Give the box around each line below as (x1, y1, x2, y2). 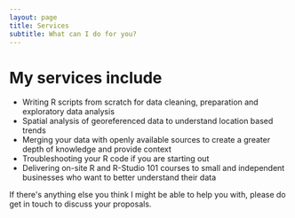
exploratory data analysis (21, 106, 116, 117)
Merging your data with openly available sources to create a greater (21, 135, 271, 145)
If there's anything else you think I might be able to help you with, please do (9, 190, 286, 200)
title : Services (9, 21, 69, 30)
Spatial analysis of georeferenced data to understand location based (21, 116, 274, 127)
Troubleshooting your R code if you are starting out (21, 153, 210, 164)
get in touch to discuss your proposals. (9, 199, 152, 209)
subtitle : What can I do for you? (9, 29, 138, 38)
